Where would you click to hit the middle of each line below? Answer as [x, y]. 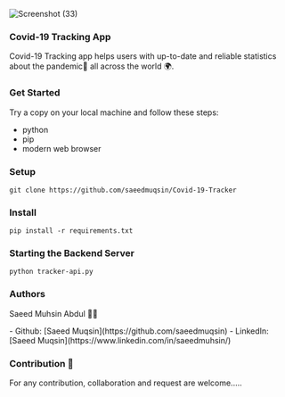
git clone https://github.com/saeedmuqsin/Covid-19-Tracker [123, 190]
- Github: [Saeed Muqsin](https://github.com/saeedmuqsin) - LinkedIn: [139, 331]
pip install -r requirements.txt [71, 231]
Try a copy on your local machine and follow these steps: [114, 112]
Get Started [35, 93]
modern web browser [61, 148]
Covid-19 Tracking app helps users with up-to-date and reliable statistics [143, 56]
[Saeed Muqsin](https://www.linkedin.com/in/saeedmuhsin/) [120, 340]
